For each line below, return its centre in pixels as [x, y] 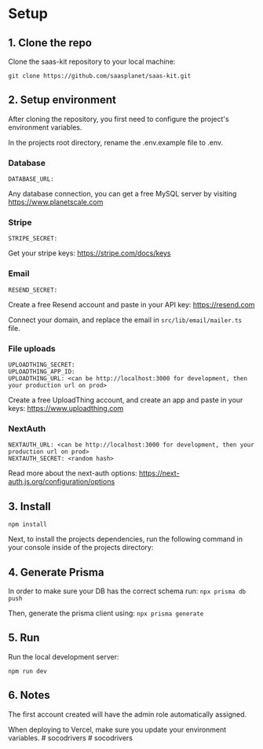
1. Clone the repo [50, 43]
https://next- [159, 473]
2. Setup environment [62, 100]
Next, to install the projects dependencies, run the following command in [126, 539]
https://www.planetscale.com [56, 202]
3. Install [29, 507]
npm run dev [27, 671]
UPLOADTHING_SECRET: [42, 365]
